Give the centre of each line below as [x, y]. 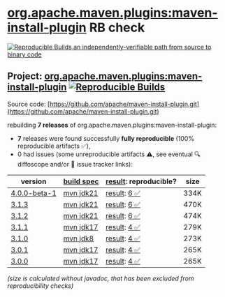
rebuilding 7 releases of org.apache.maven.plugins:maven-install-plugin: [112, 125]
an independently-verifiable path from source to [142, 47]
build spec [81, 181]
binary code [24, 54]
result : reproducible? [141, 181]
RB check [117, 28]
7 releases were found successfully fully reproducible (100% [106, 138]
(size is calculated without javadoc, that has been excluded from [101, 278]
